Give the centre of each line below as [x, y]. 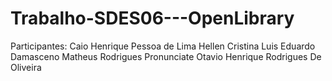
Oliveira [26, 67]
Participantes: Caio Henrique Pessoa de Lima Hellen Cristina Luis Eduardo [163, 46]
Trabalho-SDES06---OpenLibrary [152, 18]
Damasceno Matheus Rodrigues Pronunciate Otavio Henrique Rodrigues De [166, 56]
